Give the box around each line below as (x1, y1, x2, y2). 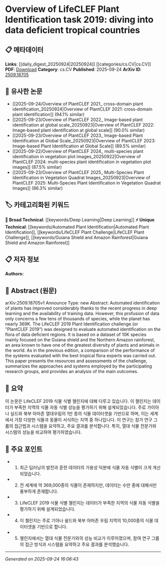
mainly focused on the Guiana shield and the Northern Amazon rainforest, (5, 337, 156, 343)
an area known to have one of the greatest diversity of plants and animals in (5, 342, 160, 348)
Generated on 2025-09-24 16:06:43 (5, 556, 79, 562)
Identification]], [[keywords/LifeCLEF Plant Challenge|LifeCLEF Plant (5, 229, 145, 235)
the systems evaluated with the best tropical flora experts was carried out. (5, 353, 157, 359)
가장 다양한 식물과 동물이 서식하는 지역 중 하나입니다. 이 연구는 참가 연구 (14, 417, 153, 423)
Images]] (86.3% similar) (12, 185, 63, 191)
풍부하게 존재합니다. (19, 488, 58, 494)
